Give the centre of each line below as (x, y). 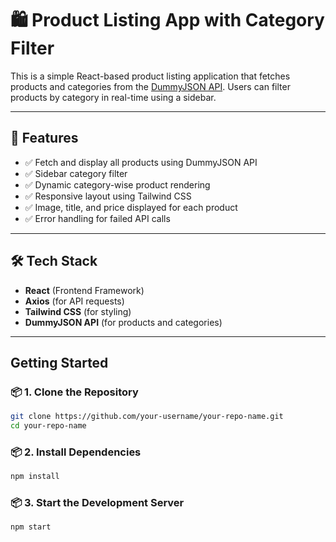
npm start (31, 527)
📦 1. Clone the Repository (74, 392)
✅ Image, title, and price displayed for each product (131, 207)
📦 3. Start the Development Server (97, 503)
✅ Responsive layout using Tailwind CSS (108, 196)
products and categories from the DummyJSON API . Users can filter (150, 86)
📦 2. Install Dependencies (76, 452)
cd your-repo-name (48, 426)
